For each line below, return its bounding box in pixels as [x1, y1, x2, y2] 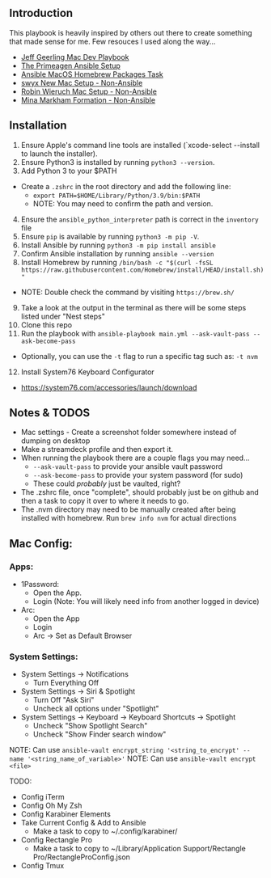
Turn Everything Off [32, 678, 100, 688]
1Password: [20, 580, 60, 589]
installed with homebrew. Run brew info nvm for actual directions [20, 513, 237, 523]
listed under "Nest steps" [20, 311, 106, 321]
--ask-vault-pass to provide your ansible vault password [32, 462, 223, 471]
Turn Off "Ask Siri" [32, 695, 95, 705]
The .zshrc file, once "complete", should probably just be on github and [20, 488, 260, 497]
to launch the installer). [20, 149, 98, 158]
